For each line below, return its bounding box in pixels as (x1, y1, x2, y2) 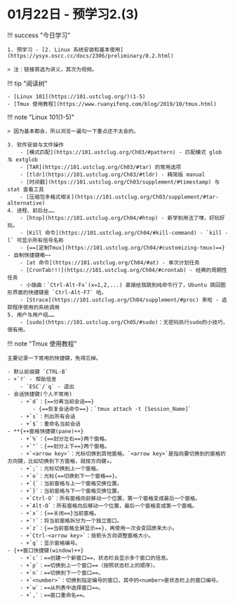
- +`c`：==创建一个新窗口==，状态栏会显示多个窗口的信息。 (20, 555, 172, 562)
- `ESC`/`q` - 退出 (20, 383, 75, 390)
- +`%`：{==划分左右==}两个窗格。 (20, 435, 110, 442)
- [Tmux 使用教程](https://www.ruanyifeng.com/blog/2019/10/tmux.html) (7, 100, 217, 107)
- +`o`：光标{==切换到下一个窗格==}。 (20, 473, 121, 480)
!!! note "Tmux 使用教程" (7, 339, 77, 348)
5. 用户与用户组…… (7, 311, 55, 318)
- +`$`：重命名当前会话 (20, 420, 81, 428)
